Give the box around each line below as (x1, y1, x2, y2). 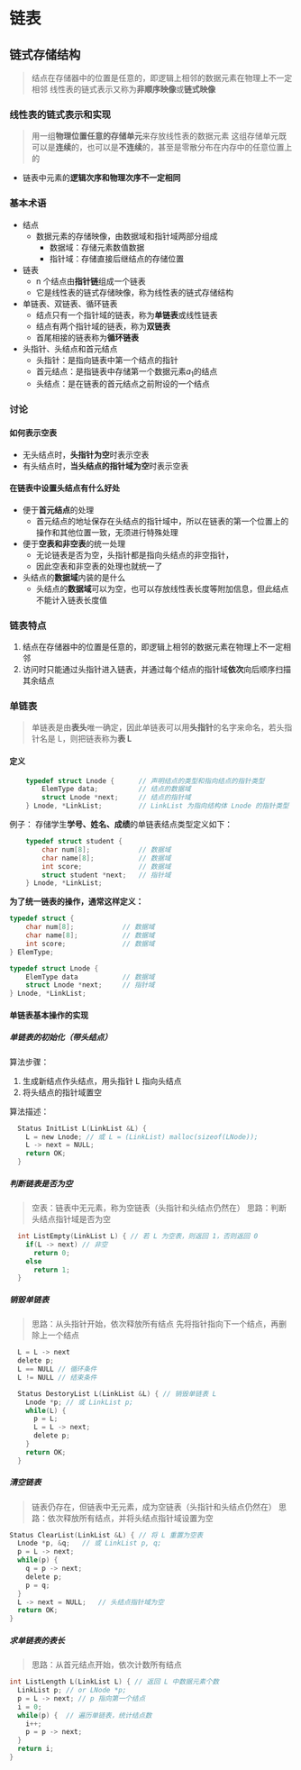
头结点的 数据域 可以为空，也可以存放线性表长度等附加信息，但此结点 (35, 583, 289, 594)
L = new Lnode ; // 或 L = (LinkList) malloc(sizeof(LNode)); (25, 1132, 259, 1141)
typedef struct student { (25, 837, 123, 846)
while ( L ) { (25, 1406, 67, 1415)
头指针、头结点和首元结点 (22, 343, 118, 354)
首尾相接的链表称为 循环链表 (35, 332, 140, 342)
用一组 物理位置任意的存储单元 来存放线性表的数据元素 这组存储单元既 (31, 131, 287, 141)
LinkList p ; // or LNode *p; (17, 1686, 127, 1695)
